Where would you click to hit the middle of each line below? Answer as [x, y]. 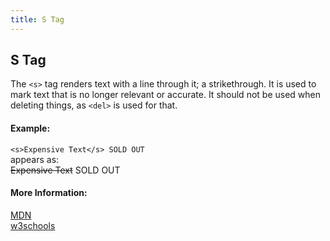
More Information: [49, 193]
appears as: [35, 159]
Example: [30, 128]
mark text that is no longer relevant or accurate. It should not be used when [165, 95]
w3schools [33, 225]
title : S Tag [37, 19]
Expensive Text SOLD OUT [65, 170]
